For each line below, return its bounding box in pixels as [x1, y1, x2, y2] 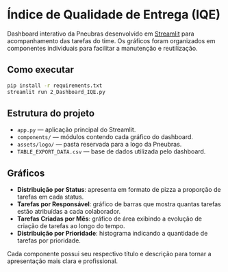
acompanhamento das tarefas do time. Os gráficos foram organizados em [7, 36, 216, 45]
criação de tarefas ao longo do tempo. [16, 222, 125, 230]
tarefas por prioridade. [16, 236, 81, 245]
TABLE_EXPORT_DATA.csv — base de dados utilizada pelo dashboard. [16, 147, 206, 156]
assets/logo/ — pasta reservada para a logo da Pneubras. [16, 140, 182, 149]
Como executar [7, 64, 74, 75]
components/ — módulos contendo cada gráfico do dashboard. [16, 133, 194, 141]
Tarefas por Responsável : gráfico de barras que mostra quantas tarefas [16, 200, 221, 208]
